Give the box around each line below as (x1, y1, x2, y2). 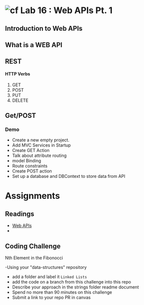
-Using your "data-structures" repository (5, 265, 87, 270)
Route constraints (12, 163, 48, 169)
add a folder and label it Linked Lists (12, 274, 87, 280)
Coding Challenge (5, 242, 61, 250)
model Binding (12, 158, 41, 164)
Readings (5, 210, 35, 218)
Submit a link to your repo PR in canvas (12, 295, 91, 301)
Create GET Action (12, 148, 50, 153)
